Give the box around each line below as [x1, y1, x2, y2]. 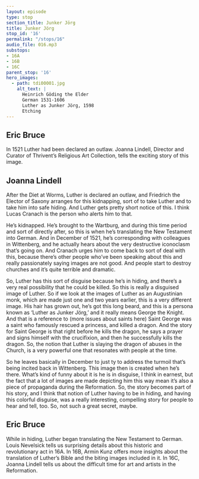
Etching [21, 108, 42, 114]
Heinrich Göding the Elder [21, 91, 89, 97]
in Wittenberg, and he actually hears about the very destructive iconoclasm [6, 241, 190, 248]
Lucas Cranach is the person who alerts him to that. [6, 210, 132, 217]
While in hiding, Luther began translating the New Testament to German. [6, 435, 183, 442]
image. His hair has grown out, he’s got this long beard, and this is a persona [6, 303, 193, 309]
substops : [6, 47, 31, 53]
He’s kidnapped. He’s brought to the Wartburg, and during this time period [6, 222, 187, 229]
